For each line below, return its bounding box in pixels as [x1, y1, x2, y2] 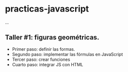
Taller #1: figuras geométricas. [5, 33, 99, 42]
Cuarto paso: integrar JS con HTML [12, 61, 83, 67]
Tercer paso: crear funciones [12, 57, 70, 62]
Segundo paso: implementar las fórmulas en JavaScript [12, 51, 123, 57]
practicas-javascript [5, 3, 89, 14]
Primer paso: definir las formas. [12, 46, 75, 52]
